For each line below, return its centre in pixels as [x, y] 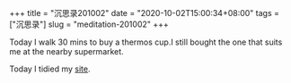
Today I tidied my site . [50, 69]
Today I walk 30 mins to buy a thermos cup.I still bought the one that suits [146, 42]
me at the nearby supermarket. [66, 51]
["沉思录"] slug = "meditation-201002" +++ [89, 24]
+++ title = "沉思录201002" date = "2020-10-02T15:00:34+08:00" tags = [145, 13]
